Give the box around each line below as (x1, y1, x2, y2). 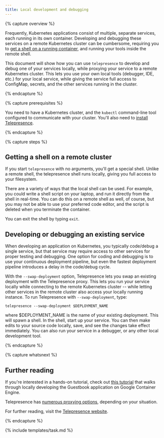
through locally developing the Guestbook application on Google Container (5, 384, 156, 390)
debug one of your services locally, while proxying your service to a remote (5, 66, 158, 71)
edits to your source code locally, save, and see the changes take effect (5, 323, 150, 328)
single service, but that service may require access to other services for (5, 248, 150, 254)
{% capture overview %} (5, 21, 55, 26)
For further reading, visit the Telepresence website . (5, 409, 109, 415)
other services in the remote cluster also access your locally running (5, 289, 143, 295)
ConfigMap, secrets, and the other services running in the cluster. (5, 81, 138, 87)
